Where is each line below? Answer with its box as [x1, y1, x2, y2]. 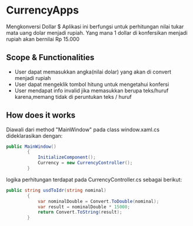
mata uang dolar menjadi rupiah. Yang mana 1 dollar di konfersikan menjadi [6, 29, 188, 36]
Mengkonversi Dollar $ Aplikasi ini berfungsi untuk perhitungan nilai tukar [6, 23, 184, 30]
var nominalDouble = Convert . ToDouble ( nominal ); [37, 198, 159, 204]
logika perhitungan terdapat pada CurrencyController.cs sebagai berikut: [6, 176, 182, 183]
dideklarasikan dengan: [6, 132, 63, 139]
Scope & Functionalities [6, 52, 95, 62]
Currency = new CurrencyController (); [37, 160, 133, 166]
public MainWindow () [6, 144, 57, 149]
